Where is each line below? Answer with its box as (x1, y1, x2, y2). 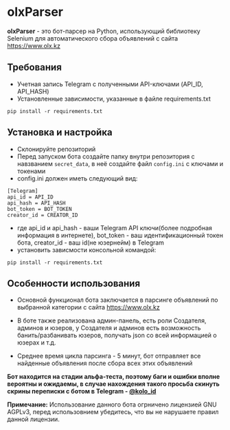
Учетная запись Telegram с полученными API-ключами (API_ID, (16, 80, 204, 88)
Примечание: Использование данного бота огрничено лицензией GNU (7, 400, 218, 409)
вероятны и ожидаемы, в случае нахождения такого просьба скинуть (7, 380, 220, 388)
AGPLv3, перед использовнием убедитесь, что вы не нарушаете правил (7, 408, 219, 416)
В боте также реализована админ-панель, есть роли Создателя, (16, 316, 207, 325)
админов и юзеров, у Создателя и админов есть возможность (16, 324, 201, 332)
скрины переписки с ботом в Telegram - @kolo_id (7, 387, 157, 396)
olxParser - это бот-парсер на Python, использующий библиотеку (7, 27, 200, 35)
